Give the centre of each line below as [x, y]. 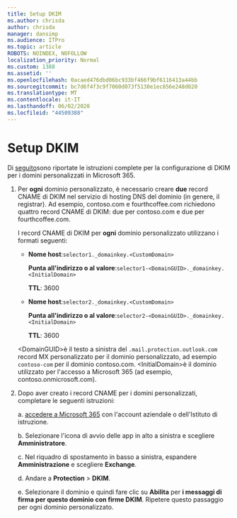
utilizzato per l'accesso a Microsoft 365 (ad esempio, [95, 371]
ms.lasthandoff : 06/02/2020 [49, 106]
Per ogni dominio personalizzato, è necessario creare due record [113, 189]
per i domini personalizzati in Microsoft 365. [71, 175]
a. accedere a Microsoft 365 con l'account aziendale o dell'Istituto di [117, 414]
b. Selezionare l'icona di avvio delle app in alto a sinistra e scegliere [116, 435]
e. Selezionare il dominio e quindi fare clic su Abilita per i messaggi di [120, 492]
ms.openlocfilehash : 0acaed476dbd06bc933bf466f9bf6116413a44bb [103, 80]
